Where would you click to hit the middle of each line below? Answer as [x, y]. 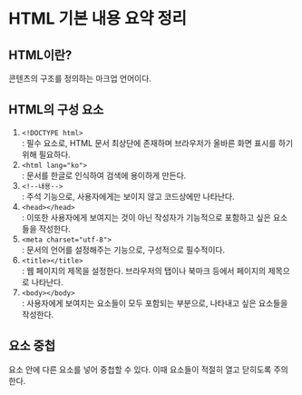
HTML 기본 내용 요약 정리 [98, 19]
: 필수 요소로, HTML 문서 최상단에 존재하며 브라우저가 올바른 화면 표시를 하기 [157, 143]
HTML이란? [40, 55]
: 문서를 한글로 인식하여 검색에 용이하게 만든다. [104, 175]
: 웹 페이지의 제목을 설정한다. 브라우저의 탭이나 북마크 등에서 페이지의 [144, 271]
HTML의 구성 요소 [56, 110]
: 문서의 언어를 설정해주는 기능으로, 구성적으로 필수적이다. [123, 250]
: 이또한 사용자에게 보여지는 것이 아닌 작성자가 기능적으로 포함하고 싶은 [146, 217]
